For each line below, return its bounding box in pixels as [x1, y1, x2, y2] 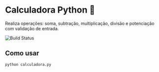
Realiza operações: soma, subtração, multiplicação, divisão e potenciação [5, 20, 155, 26]
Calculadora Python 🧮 [5, 4, 95, 16]
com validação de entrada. [5, 25, 59, 31]
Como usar [5, 49, 40, 57]
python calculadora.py [5, 62, 51, 67]
